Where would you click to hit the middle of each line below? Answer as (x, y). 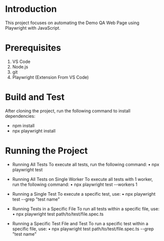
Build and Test (35, 97)
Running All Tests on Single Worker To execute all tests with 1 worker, (82, 179)
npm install (23, 125)
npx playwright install (34, 131)
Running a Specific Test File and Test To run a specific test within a (80, 223)
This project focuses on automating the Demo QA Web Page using (72, 23)
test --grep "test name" (36, 199)
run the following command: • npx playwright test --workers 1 (75, 184)
